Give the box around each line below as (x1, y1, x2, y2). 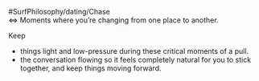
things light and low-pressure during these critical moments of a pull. (19, 47, 249, 55)
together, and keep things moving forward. (19, 63, 162, 73)
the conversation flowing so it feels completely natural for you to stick (19, 55, 252, 64)
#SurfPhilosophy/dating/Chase (8, 7, 110, 16)
